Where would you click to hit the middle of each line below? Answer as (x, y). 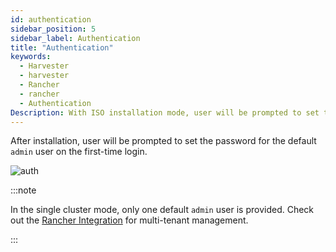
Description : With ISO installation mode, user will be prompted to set (165, 112)
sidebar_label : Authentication (75, 38)
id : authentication (51, 19)
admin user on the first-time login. (79, 152)
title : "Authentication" (62, 47)
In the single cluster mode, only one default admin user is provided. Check (162, 210)
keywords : (31, 57)
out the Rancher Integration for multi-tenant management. (129, 220)
